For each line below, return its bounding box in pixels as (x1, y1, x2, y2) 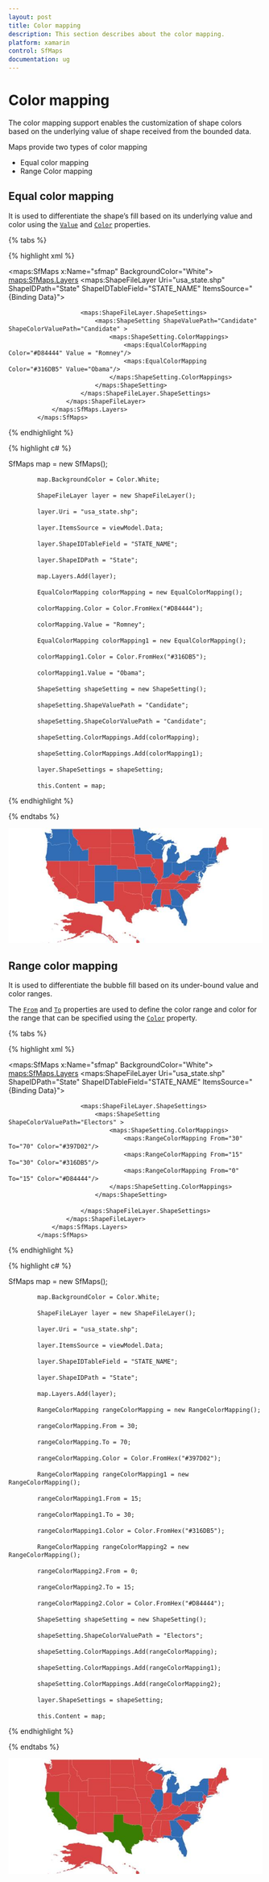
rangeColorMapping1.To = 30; (37, 1510, 135, 1518)
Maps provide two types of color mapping (8, 142, 147, 152)
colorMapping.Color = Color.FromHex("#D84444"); (37, 604, 204, 613)
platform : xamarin (8, 39, 70, 47)
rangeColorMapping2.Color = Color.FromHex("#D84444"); (37, 1599, 226, 1607)
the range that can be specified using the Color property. (8, 1012, 197, 1023)
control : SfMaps (8, 47, 63, 56)
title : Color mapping (8, 21, 81, 30)
